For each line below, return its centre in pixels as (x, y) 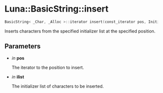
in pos (18, 58)
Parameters (23, 46)
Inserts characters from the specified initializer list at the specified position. (80, 31)
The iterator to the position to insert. (48, 67)
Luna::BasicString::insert (57, 9)
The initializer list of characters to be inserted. (58, 86)
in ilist (18, 77)
